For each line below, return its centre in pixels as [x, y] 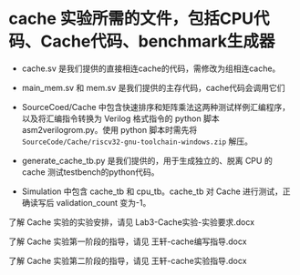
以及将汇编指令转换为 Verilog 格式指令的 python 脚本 [120, 118]
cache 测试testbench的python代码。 [90, 172]
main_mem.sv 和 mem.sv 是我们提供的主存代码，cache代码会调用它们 [153, 87]
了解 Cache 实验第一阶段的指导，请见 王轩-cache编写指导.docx [128, 241]
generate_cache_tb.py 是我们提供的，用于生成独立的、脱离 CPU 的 [147, 160]
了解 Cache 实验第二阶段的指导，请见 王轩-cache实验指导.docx [128, 260]
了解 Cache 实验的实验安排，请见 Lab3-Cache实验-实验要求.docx [132, 222]
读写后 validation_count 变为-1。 [90, 202]
